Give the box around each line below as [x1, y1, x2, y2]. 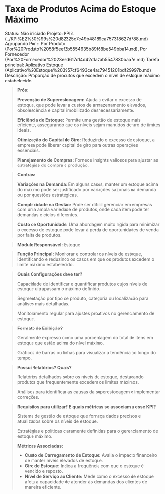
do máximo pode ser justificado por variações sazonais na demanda [17, 186, 156, 192]
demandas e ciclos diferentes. [17, 211, 79, 218]
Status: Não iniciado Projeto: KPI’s [5, 30, 74, 36]
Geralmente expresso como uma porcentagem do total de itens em [17, 334, 154, 340]
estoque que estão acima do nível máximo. [17, 340, 104, 346]
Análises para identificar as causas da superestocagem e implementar [17, 389, 160, 395]
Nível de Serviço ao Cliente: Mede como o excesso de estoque [24, 473, 154, 479]
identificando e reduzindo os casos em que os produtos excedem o [17, 256, 154, 262]
